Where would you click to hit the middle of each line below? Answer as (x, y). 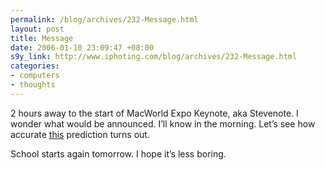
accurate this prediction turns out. (80, 134)
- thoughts (33, 85)
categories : (35, 66)
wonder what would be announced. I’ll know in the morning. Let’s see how (163, 123)
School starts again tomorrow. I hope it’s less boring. (118, 153)
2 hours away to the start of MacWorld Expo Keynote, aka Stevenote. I (154, 113)
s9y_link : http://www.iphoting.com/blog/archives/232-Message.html (154, 57)
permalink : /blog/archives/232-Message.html (104, 19)
